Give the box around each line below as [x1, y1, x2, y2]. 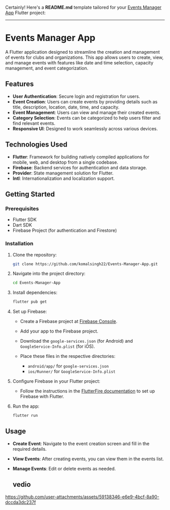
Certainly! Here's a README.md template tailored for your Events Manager [5, 5, 162, 10]
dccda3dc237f [5, 499, 36, 505]
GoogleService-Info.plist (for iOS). [20, 343, 95, 349]
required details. [12, 446, 47, 452]
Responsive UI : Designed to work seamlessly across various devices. [12, 125, 158, 131]
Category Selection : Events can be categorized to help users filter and [12, 115, 161, 121]
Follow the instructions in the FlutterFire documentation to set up [20, 388, 155, 394]
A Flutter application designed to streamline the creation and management [5, 49, 160, 55]
